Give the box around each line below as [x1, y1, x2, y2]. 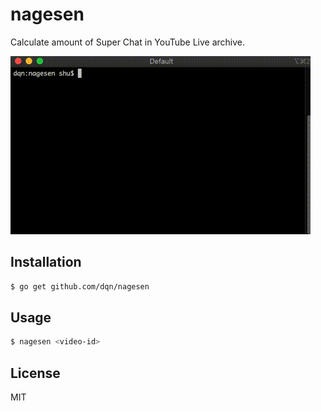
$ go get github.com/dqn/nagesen [10, 281, 150, 292]
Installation [10, 254, 82, 271]
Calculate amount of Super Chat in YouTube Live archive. [10, 36, 246, 48]
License [10, 364, 61, 382]
